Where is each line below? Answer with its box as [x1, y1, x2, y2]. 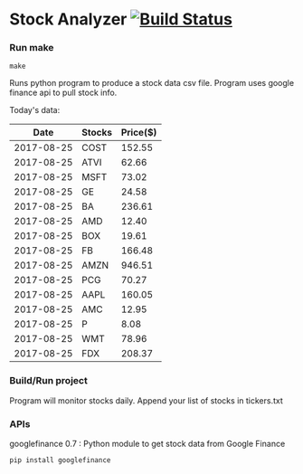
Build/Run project [9, 374, 88, 387]
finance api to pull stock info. [9, 87, 118, 99]
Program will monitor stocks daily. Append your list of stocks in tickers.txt [9, 394, 283, 406]
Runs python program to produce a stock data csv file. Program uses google [9, 78, 295, 89]
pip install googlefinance [9, 456, 111, 465]
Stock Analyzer [9, 9, 128, 30]
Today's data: [9, 105, 61, 116]
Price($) [120, 127, 157, 139]
